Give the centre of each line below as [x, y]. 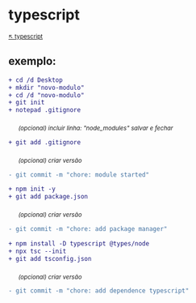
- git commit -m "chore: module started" [79, 175]
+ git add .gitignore [45, 142]
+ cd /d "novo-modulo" [46, 95]
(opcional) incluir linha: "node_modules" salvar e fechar [96, 128]
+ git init [27, 103]
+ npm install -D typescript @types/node [79, 243]
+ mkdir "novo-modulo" [46, 87]
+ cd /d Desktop [35, 80]
